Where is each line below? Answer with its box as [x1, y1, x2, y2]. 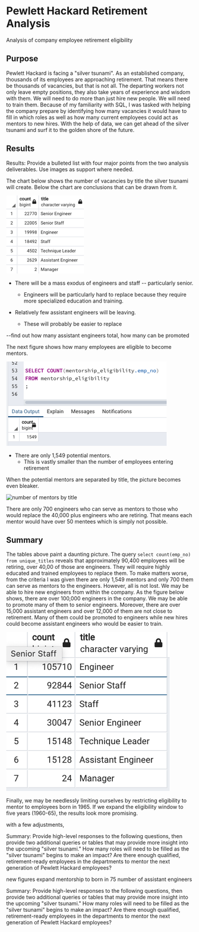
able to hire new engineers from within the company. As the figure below [6, 588, 184, 596]
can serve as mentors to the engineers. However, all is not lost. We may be [6, 582, 189, 590]
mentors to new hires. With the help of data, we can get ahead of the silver [6, 120, 189, 127]
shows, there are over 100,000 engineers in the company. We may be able [6, 595, 188, 602]
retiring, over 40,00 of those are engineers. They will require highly [6, 563, 170, 571]
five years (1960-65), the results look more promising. [6, 810, 138, 817]
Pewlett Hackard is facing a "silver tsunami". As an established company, [6, 70, 185, 77]
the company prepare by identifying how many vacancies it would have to [6, 107, 187, 114]
